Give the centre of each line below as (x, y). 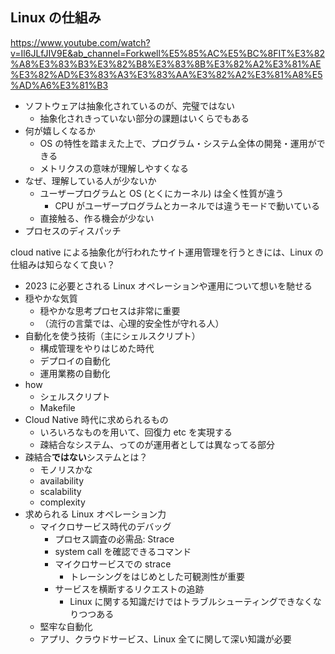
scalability (60, 491)
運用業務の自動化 (75, 373)
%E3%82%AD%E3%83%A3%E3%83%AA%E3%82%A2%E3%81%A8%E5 (166, 74)
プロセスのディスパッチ (73, 230)
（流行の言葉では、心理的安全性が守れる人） (132, 323)
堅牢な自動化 (66, 626)
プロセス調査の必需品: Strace (114, 539)
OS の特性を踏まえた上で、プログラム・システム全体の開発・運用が (178, 143)
